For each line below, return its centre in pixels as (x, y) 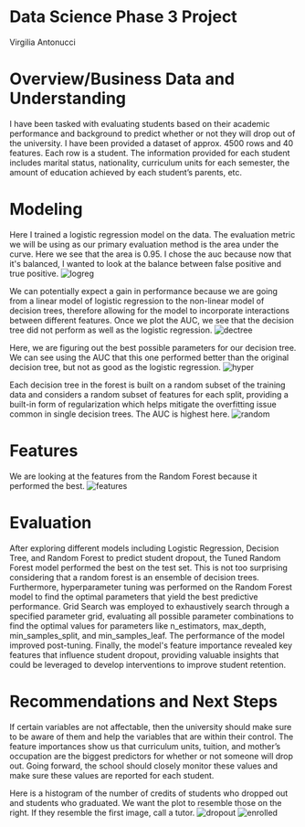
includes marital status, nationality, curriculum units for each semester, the (150, 163)
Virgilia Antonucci (42, 42)
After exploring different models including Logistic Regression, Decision (144, 548)
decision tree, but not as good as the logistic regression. (116, 366)
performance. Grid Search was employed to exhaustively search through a (150, 606)
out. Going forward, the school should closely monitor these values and (144, 766)
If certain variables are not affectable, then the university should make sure (151, 726)
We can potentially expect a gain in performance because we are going (144, 291)
